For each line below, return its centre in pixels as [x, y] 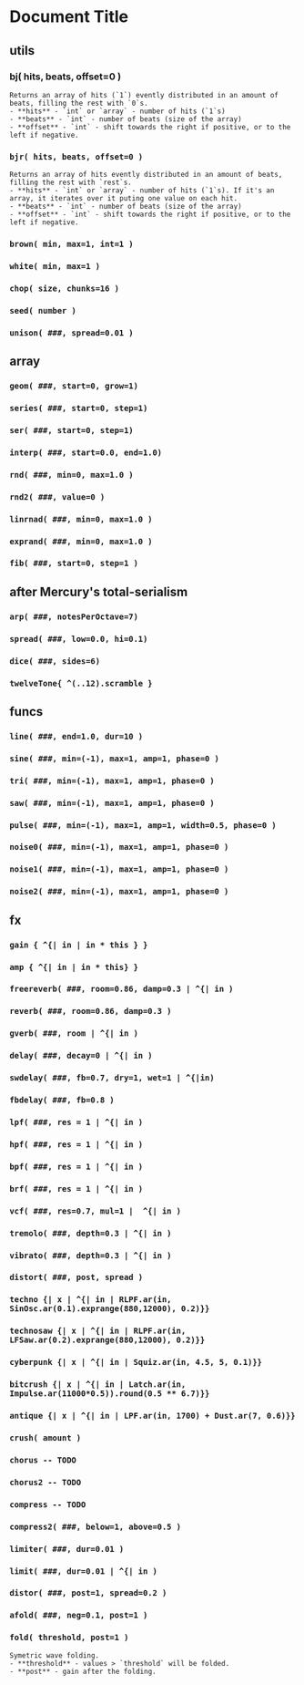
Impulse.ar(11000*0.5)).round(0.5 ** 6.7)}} [110, 1394]
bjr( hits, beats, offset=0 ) [76, 156]
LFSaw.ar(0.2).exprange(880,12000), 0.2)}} [107, 1340]
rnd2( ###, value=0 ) [57, 497]
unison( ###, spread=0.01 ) [71, 333]
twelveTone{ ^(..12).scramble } [81, 683]
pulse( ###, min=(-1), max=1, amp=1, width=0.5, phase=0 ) [143, 825]
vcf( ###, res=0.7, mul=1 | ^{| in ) [96, 1211]
